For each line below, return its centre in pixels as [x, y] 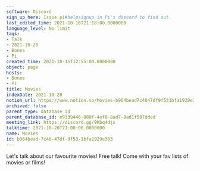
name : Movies [22, 134]
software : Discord [29, 12]
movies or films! [26, 162]
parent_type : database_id [38, 111]
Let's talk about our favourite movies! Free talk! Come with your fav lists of [97, 156]
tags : [13, 34]
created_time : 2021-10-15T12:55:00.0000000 [61, 61]
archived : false [26, 106]
